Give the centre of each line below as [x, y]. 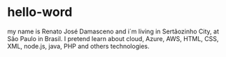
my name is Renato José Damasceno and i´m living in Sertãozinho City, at [113, 31]
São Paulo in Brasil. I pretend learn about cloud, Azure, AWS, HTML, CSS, [113, 38]
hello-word [40, 12]
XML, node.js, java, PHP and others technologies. [78, 46]
